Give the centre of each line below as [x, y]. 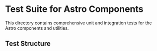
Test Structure [28, 44]
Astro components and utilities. [37, 28]
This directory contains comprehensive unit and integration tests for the [78, 23]
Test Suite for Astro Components [74, 9]
